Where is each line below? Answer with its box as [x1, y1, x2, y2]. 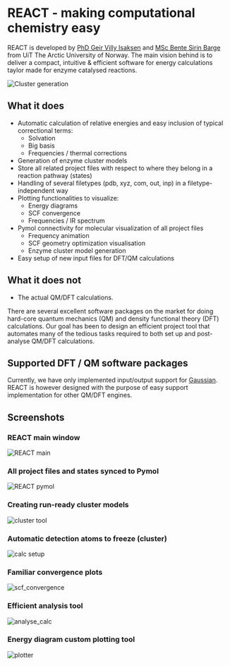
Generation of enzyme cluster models [17, 156, 128, 165]
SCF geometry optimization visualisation [28, 239, 146, 247]
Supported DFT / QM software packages [7, 357, 188, 369]
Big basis [28, 141, 55, 150]
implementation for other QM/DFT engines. [7, 391, 133, 400]
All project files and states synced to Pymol [7, 466, 159, 476]
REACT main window [7, 432, 80, 442]
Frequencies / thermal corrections [28, 148, 127, 157]
